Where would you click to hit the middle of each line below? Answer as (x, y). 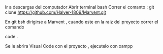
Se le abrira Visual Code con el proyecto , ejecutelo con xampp (69, 46)
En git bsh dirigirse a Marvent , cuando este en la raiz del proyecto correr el (82, 22)
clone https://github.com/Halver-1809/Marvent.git (56, 12)
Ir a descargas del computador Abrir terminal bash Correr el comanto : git (80, 7)
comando (15, 27)
